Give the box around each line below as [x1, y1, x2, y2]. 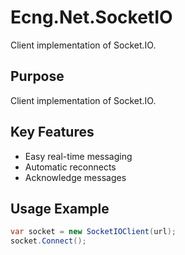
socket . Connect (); [10, 236, 87, 246]
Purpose [10, 68, 65, 85]
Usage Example [10, 200, 110, 217]
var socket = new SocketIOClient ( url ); [10, 227, 177, 237]
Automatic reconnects [24, 161, 117, 173]
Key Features [10, 124, 95, 141]
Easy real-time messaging [24, 150, 133, 162]
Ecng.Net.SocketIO [10, 6, 173, 29]
